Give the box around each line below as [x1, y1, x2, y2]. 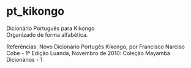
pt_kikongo [6, 4, 65, 18]
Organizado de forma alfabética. [6, 31, 88, 38]
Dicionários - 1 [6, 56, 43, 63]
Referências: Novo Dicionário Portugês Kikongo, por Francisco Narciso [6, 43, 185, 50]
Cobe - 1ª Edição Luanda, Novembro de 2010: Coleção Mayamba [6, 49, 170, 56]
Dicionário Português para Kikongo [6, 25, 95, 32]
